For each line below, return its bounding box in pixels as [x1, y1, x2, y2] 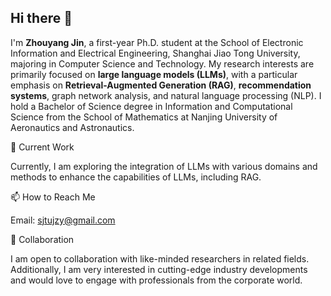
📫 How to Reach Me [10, 191, 96, 203]
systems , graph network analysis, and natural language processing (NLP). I [10, 89, 322, 101]
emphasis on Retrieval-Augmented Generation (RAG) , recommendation [10, 79, 312, 91]
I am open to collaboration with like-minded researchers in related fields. [10, 252, 310, 265]
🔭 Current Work [10, 141, 75, 153]
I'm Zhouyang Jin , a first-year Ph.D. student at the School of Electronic [10, 36, 304, 48]
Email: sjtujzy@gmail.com [10, 214, 116, 226]
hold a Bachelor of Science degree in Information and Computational [10, 100, 293, 112]
